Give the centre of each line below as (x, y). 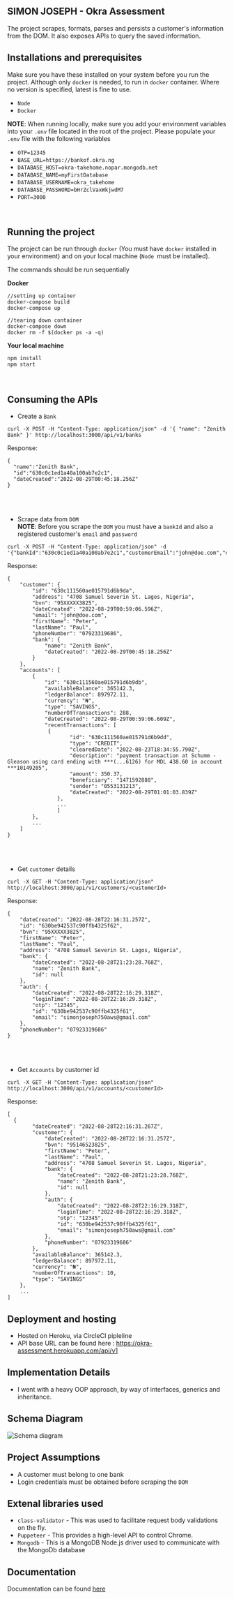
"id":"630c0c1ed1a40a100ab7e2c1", (63, 473)
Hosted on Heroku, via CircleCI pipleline (75, 1336)
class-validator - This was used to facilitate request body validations (117, 1520)
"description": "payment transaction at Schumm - (143, 756)
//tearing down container (45, 320)
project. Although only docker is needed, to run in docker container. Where (113, 82)
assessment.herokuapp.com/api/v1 (68, 1351)
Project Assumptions (54, 1458)
